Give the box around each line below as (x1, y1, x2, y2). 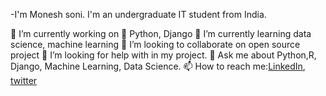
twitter (10, 75, 38, 86)
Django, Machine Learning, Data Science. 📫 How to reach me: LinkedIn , (10, 60, 306, 72)
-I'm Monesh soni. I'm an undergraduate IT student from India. (10, 9, 267, 20)
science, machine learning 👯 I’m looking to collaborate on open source (10, 39, 301, 50)
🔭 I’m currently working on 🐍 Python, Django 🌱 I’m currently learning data (10, 28, 312, 39)
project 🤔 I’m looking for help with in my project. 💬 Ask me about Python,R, (10, 49, 317, 61)
